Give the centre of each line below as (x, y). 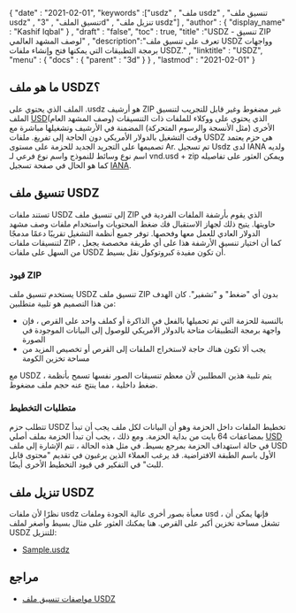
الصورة (34, 339)
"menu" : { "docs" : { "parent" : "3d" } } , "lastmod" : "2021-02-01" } (133, 60)
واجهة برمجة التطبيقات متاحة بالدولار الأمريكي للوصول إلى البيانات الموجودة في (151, 330)
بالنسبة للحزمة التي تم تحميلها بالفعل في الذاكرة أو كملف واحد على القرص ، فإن (153, 320)
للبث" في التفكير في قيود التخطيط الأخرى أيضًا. (87, 464)
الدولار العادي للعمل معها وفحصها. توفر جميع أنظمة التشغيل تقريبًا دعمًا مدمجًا (135, 233)
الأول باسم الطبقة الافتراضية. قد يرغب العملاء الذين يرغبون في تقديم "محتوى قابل (143, 456)
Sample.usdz (46, 550)
